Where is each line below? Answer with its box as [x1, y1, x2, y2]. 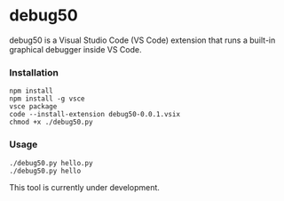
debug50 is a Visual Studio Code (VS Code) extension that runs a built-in [9, 35, 276, 45]
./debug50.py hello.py [9, 158, 93, 167]
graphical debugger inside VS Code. [9, 44, 142, 54]
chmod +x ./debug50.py [9, 117, 93, 127]
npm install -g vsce [9, 94, 86, 103]
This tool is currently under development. [9, 181, 160, 192]
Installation [9, 66, 59, 78]
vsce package [9, 102, 58, 111]
